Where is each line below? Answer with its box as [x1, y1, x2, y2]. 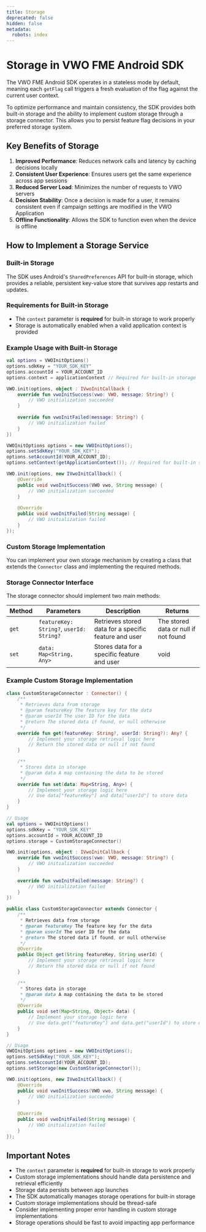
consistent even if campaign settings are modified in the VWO [15, 203, 172, 210]
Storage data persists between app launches [15, 1187, 129, 1194]
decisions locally [15, 163, 58, 171]
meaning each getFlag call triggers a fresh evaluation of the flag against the [6, 85, 198, 93]
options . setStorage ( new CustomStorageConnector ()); [6, 1065, 141, 1072]
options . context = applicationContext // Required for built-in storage [6, 374, 196, 381]
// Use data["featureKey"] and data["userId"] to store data [28, 793, 188, 799]
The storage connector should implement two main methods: [6, 592, 161, 600]
